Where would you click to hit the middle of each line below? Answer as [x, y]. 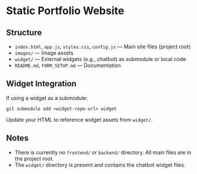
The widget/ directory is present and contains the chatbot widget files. [100, 165]
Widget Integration [41, 84]
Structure [24, 33]
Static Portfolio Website [65, 11]
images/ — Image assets [44, 53]
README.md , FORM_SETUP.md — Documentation [68, 65]
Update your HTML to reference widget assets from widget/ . [79, 119]
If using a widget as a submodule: [47, 98]
